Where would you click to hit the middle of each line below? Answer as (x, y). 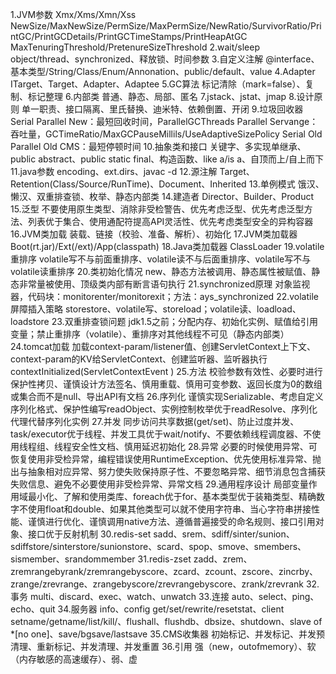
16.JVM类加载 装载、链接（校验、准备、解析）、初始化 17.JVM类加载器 (154, 234)
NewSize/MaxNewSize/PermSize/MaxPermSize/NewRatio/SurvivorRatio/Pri (166, 26)
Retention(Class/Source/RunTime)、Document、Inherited (128, 184)
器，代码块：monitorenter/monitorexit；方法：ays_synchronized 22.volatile (165, 296)
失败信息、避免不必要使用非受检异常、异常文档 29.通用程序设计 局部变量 (159, 484)
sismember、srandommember (73, 559)
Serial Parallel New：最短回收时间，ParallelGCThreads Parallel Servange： (164, 121)
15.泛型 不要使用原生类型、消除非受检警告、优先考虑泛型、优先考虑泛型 (157, 209)
